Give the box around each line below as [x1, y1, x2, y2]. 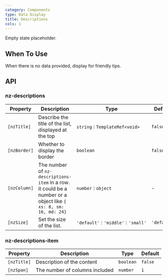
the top [38, 132, 55, 139]
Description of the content [35, 258, 97, 265]
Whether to [38, 141, 65, 148]
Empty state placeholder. [5, 35, 56, 41]
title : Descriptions [5, 17, 48, 22]
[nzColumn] [7, 185, 33, 191]
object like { [38, 197, 66, 204]
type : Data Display [5, 12, 46, 17]
